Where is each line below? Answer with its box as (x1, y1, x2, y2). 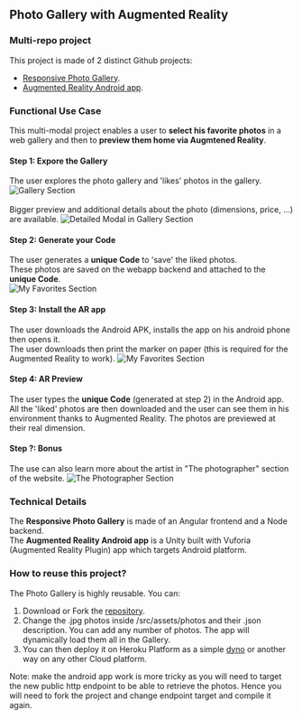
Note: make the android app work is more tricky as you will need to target (9, 670, 282, 681)
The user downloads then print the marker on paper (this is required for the (9, 343, 288, 354)
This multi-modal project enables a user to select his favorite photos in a (9, 125, 282, 135)
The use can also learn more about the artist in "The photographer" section (9, 463, 289, 473)
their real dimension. (9, 422, 86, 433)
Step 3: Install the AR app (9, 303, 106, 314)
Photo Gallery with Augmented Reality (9, 7, 229, 23)
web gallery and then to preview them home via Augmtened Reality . (9, 135, 267, 145)
